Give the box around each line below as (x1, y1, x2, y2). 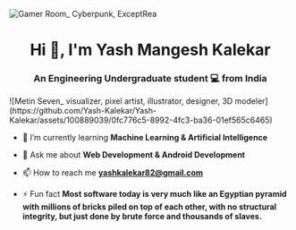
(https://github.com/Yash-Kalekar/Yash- (9, 106, 157, 116)
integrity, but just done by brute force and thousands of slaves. (21, 211, 262, 222)
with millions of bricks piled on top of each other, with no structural (21, 201, 277, 212)
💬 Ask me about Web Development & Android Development (21, 149, 246, 160)
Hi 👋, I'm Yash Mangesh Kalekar (30, 40, 271, 60)
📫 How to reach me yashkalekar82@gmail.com (21, 167, 204, 178)
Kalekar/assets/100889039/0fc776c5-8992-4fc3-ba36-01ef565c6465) (9, 115, 273, 125)
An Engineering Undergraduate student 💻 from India (33, 72, 267, 85)
